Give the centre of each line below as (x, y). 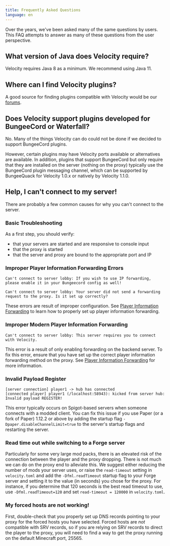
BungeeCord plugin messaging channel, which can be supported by (77, 170)
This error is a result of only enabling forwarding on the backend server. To (84, 349)
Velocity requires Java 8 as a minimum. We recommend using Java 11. (79, 69)
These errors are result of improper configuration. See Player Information (82, 306)
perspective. (18, 40)
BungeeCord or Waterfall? (48, 127)
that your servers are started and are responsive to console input (81, 244)
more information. (24, 366)
